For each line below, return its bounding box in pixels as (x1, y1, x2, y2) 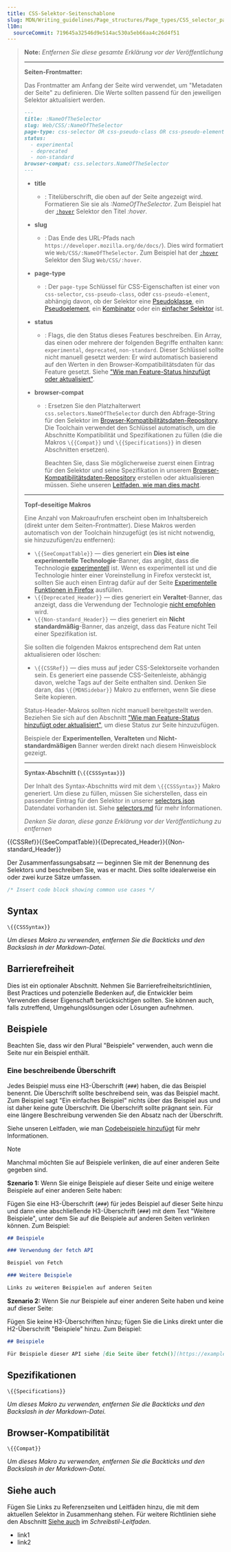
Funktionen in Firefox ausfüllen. (34, 586, 124, 594)
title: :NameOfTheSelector (23, 116, 102, 123)
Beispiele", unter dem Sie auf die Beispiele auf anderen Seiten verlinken (7, 1214, 210, 1222)
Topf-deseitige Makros (23, 500, 91, 509)
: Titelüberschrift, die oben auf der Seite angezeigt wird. (44, 193, 203, 200)
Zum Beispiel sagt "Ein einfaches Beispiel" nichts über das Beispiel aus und (7, 1096, 221, 1105)
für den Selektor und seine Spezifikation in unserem (44, 466, 192, 474)
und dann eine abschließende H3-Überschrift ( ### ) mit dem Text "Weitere (7, 1206, 216, 1215)
